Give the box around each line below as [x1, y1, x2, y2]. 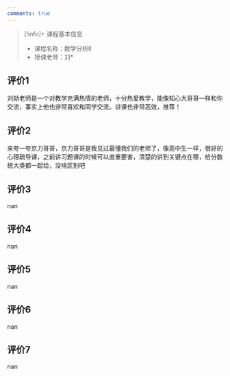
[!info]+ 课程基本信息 [23, 29, 84, 38]
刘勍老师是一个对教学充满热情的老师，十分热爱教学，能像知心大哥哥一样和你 [7, 94, 223, 103]
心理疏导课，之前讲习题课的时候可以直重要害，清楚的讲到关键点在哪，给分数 [7, 153, 223, 161]
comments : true [7, 10, 51, 17]
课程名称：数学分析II [34, 44, 92, 52]
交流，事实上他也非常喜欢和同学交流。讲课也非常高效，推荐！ [7, 103, 181, 111]
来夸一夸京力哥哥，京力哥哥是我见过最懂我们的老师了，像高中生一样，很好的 [7, 145, 223, 153]
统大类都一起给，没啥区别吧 [7, 162, 86, 170]
